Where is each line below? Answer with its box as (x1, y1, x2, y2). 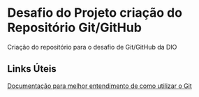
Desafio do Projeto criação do (7, 5, 183, 21)
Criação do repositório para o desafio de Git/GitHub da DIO (7, 43, 177, 51)
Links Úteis (7, 63, 57, 75)
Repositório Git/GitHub (7, 20, 142, 36)
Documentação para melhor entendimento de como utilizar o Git (7, 82, 192, 90)
